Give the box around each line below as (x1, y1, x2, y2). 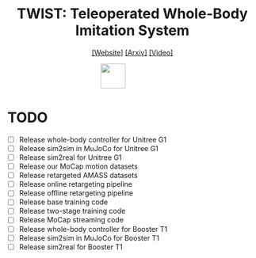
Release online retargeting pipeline (18, 180, 132, 189)
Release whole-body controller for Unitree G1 (18, 135, 167, 144)
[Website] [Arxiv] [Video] (91, 47, 174, 57)
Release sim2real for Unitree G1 (18, 153, 122, 162)
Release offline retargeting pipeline (18, 188, 134, 198)
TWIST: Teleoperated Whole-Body (17, 5, 248, 23)
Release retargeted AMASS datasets (18, 171, 138, 180)
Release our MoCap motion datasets (18, 161, 138, 171)
